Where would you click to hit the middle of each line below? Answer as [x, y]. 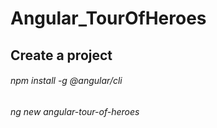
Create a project [61, 55]
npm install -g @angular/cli [66, 81]
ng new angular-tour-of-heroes [75, 111]
